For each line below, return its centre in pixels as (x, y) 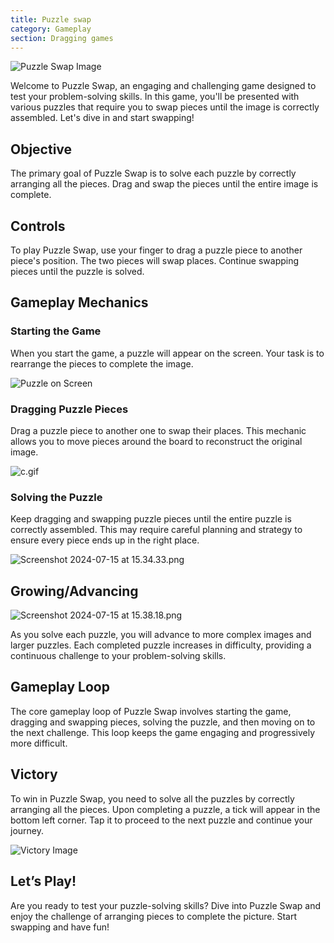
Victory (34, 774)
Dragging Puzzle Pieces (69, 409)
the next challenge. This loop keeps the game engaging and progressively (163, 732)
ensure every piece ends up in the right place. (105, 540)
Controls (38, 226)
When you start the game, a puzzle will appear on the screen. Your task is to (167, 353)
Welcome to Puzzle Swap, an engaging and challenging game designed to (163, 86)
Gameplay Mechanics (79, 302)
